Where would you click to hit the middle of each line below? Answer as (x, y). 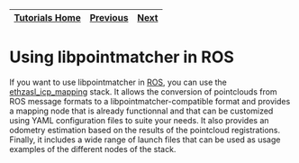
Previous (109, 18)
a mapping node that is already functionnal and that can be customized (141, 111)
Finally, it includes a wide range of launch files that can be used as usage (145, 140)
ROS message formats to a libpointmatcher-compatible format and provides (150, 101)
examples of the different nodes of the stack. (93, 149)
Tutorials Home (47, 18)
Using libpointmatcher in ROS (122, 57)
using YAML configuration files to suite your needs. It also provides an (139, 120)
